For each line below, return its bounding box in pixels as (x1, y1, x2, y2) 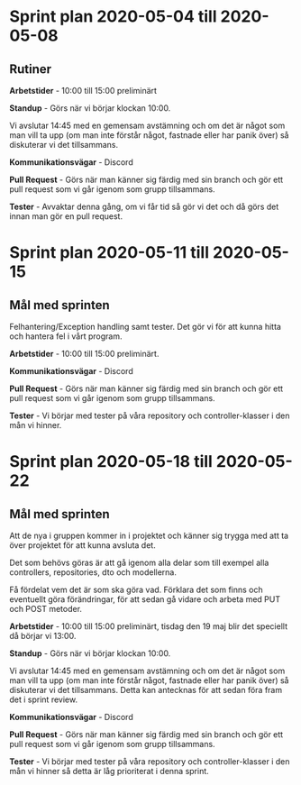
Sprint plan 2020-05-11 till (9, 242, 210, 263)
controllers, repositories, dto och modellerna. (9, 567, 178, 578)
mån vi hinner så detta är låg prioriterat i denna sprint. (9, 766, 209, 776)
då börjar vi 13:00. (9, 631, 77, 641)
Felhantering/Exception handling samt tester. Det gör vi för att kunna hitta (9, 322, 282, 332)
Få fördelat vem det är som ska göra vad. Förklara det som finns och (9, 584, 263, 595)
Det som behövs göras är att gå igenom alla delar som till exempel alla (9, 557, 269, 568)
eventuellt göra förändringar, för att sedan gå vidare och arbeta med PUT (9, 594, 281, 605)
